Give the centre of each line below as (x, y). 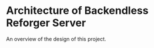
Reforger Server (46, 23)
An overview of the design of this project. (56, 39)
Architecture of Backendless (77, 11)
